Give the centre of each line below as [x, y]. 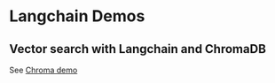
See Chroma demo [43, 70]
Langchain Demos [77, 16]
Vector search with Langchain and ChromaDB [137, 49]
